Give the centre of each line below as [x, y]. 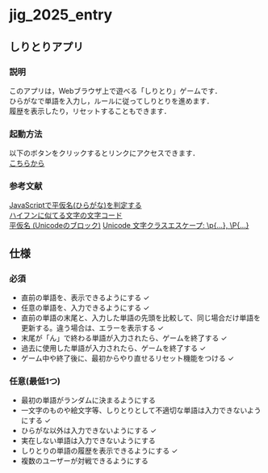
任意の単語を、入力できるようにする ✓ [85, 308]
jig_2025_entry [61, 15]
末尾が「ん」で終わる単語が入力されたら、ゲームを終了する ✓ [124, 338]
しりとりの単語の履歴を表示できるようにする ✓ [99, 451]
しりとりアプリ [46, 46]
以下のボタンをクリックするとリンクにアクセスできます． [105, 153]
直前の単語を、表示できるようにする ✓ [85, 298]
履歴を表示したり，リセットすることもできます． [90, 111]
